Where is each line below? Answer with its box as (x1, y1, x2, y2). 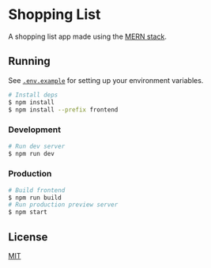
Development (8, 124, 62, 135)
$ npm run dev (8, 149, 55, 157)
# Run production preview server (8, 201, 119, 209)
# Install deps (8, 91, 58, 99)
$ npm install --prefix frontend (8, 105, 119, 114)
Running (8, 55, 51, 68)
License (8, 230, 48, 243)
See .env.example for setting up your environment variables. (8, 75, 204, 85)
